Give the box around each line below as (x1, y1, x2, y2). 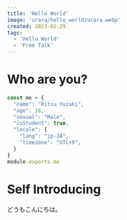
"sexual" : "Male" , (13, 113, 67, 120)
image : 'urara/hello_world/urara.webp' (7, 16, 122, 23)
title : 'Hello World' (7, 10, 69, 17)
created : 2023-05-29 (7, 23, 67, 30)
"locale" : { (13, 126, 48, 133)
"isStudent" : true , (13, 120, 69, 127)
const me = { (7, 94, 45, 101)
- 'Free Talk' (13, 42, 54, 49)
